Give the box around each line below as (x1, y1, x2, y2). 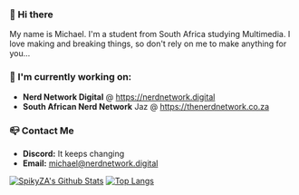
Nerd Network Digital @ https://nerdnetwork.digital (22, 91, 216, 102)
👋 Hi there (9, 8, 54, 21)
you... (9, 48, 31, 59)
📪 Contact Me (9, 124, 74, 137)
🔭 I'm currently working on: (9, 71, 132, 83)
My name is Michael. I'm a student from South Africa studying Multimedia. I (9, 29, 291, 40)
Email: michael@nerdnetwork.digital (22, 158, 159, 169)
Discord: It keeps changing (22, 148, 125, 159)
